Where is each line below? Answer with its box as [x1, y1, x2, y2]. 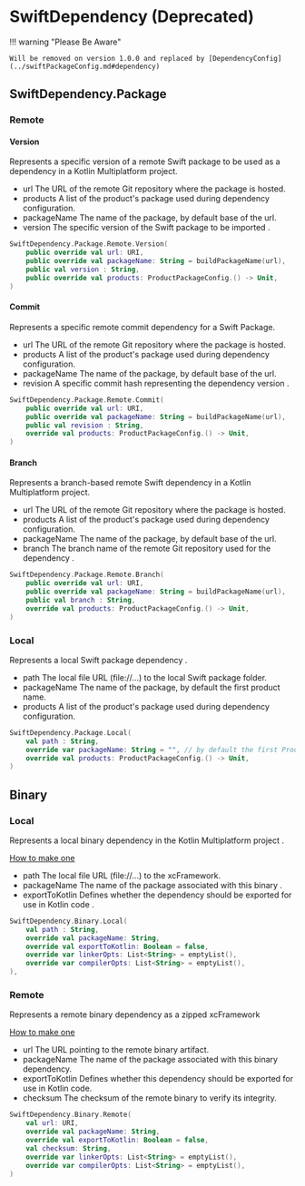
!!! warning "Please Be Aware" [9, 36, 122, 47]
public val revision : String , [25, 420, 144, 430]
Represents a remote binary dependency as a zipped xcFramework [9, 1009, 261, 1020]
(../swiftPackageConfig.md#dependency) [9, 62, 161, 71]
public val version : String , [25, 265, 141, 274]
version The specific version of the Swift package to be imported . [22, 222, 271, 233]
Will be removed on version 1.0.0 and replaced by [9, 54, 205, 63]
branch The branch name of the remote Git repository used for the [22, 543, 271, 554]
